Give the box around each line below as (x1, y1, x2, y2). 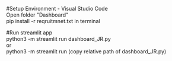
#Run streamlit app (6, 29, 53, 36)
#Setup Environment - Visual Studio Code (6, 5, 108, 12)
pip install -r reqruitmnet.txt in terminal (6, 18, 100, 24)
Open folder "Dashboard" (6, 11, 69, 18)
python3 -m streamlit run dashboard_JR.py (6, 36, 111, 42)
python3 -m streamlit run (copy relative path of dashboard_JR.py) (6, 48, 167, 55)
